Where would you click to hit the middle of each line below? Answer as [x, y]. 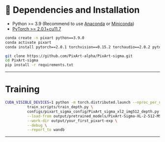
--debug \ [37, 125]
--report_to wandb [46, 130]
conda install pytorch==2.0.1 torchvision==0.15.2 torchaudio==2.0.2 [78, 47]
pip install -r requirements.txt [39, 65]
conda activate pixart [28, 42]
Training [23, 89]
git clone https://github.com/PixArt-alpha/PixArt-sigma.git [69, 56]
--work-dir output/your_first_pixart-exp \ [72, 121]
